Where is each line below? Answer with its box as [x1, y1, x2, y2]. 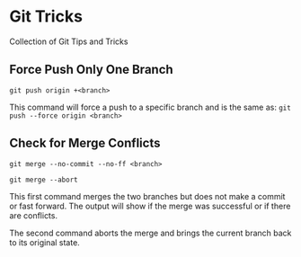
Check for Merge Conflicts [9, 136, 161, 151]
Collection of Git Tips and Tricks [9, 36, 128, 47]
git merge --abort [9, 175, 78, 184]
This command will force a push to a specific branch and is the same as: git [9, 102, 292, 112]
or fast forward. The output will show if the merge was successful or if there [9, 200, 291, 211]
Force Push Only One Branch [9, 62, 173, 77]
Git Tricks [9, 6, 84, 27]
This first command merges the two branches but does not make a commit [9, 191, 286, 201]
